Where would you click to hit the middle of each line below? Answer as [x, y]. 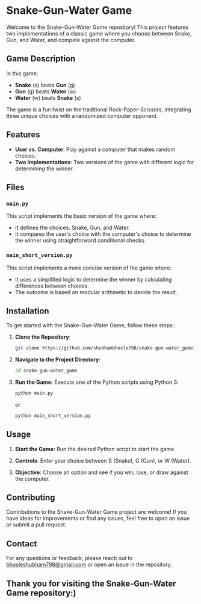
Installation [28, 311]
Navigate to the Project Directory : [58, 360]
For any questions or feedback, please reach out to [70, 558]
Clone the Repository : [43, 337]
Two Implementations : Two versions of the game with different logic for [104, 162]
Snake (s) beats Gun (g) [45, 85]
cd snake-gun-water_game [46, 371]
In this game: [22, 73]
